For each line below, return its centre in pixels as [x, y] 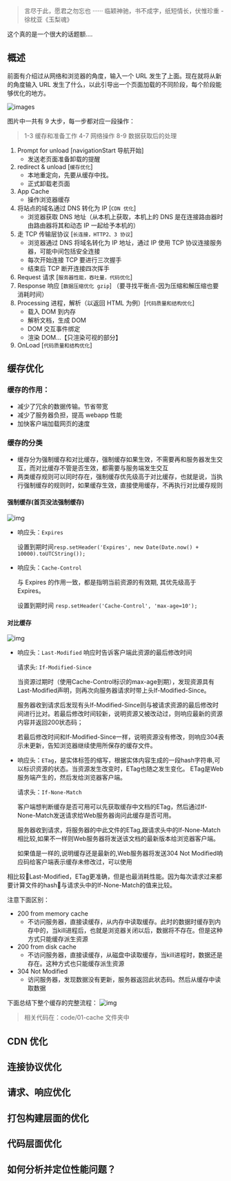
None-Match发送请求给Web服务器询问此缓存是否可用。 [96, 816]
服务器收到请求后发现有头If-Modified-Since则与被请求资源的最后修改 [115, 705]
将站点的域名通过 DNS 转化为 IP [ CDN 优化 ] [77, 208]
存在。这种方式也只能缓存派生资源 [76, 964]
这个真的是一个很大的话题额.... [50, 34]
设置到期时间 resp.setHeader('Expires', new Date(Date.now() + [108, 547]
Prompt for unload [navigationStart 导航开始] [80, 150]
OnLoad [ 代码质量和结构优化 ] [54, 345]
